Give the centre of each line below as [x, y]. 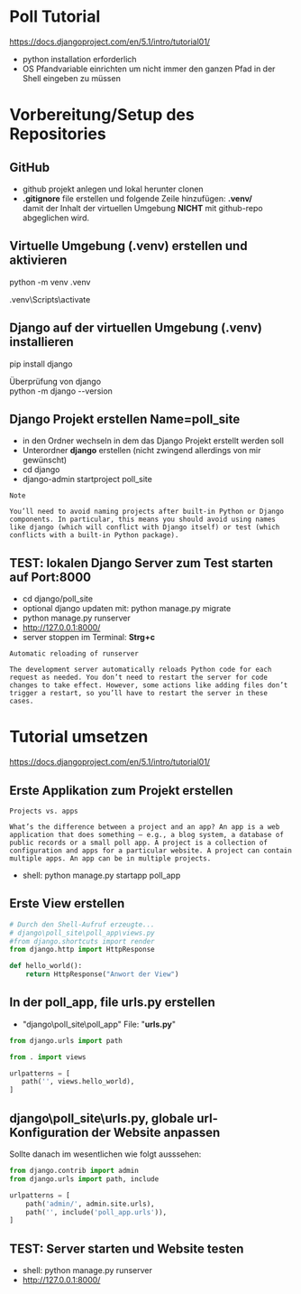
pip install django [41, 364]
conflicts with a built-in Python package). [94, 535]
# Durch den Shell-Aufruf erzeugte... [82, 924]
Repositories [58, 134]
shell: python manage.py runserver [87, 1271]
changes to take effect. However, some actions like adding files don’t [149, 685]
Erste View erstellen [67, 903]
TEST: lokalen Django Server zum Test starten [141, 563]
